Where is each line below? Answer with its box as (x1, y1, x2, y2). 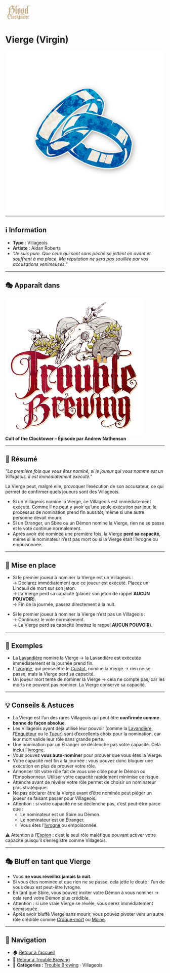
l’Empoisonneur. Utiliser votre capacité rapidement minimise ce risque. (12, 774, 160, 780)
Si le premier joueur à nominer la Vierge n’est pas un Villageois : (12, 611, 146, 617)
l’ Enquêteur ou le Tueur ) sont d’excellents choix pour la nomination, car (12, 731, 161, 737)
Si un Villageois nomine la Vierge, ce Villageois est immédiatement (12, 499, 151, 505)
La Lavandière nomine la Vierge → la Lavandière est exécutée (12, 655, 141, 661)
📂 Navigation (5, 936, 47, 945)
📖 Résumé (5, 455, 38, 463)
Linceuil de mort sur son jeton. (12, 585, 76, 591)
